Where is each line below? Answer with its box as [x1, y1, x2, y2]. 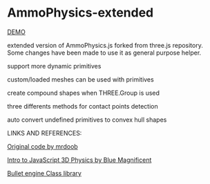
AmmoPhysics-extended [7, 5, 154, 21]
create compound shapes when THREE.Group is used [7, 89, 160, 97]
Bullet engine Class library [7, 169, 82, 177]
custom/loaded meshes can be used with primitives [7, 75, 154, 84]
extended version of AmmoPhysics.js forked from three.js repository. [7, 41, 204, 49]
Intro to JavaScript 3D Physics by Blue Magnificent [7, 156, 152, 164]
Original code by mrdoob [7, 142, 78, 150]
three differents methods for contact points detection [7, 102, 158, 110]
